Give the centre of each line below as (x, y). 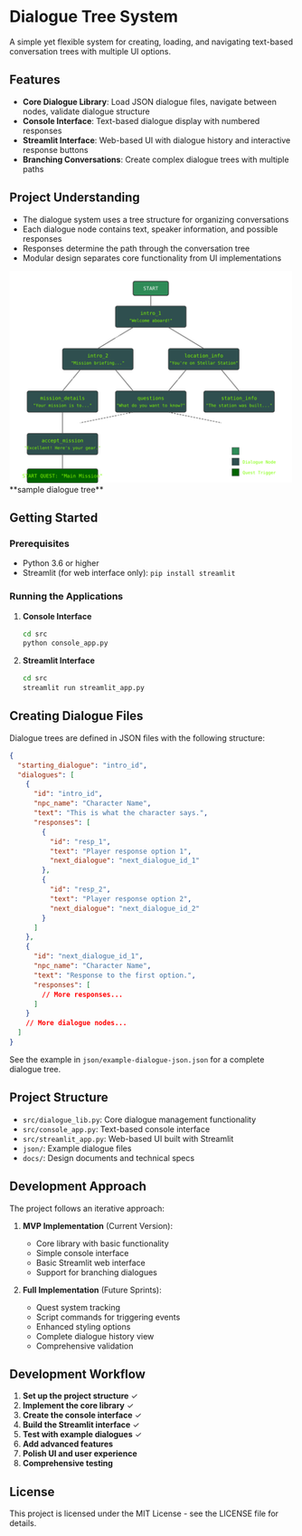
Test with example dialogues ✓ (82, 1435)
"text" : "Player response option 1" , (121, 851)
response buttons (55, 149)
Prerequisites (39, 543)
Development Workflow (78, 1374)
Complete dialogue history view (95, 1336)
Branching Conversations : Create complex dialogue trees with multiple (156, 159)
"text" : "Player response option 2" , (121, 898)
